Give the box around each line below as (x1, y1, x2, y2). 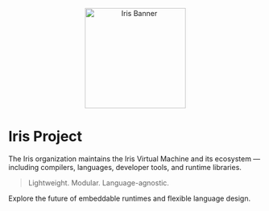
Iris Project (8, 128, 83, 146)
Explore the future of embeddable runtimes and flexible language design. (8, 193, 251, 203)
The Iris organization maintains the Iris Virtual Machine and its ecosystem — (8, 153, 261, 164)
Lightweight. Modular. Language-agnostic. (27, 177, 169, 188)
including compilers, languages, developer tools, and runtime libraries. (8, 162, 242, 172)
